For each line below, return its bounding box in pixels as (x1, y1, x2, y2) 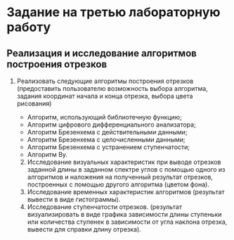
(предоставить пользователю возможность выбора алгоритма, (16, 84, 208, 92)
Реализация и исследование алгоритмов (6, 47, 197, 59)
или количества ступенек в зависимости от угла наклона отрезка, (27, 217, 228, 226)
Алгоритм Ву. (27, 151, 68, 158)
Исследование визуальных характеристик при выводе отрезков (27, 158, 221, 166)
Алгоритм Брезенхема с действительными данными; (27, 128, 188, 136)
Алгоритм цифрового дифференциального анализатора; (27, 120, 196, 129)
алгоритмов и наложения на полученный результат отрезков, (27, 173, 214, 181)
